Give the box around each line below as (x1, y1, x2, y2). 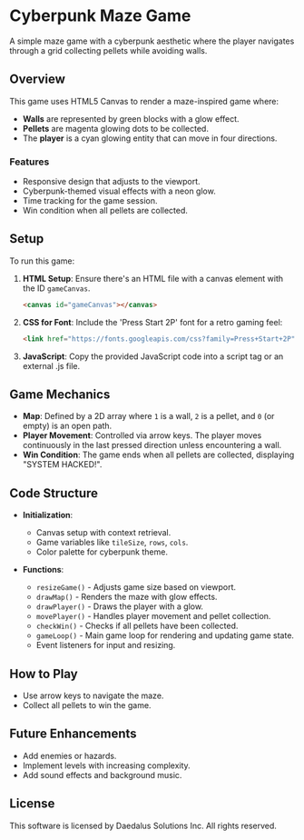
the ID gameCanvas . (22, 283, 91, 294)
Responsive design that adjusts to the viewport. (22, 176, 201, 187)
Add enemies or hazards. (22, 750, 117, 761)
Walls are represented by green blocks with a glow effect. (22, 113, 240, 124)
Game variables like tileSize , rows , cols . (35, 537, 189, 548)
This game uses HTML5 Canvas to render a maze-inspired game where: (9, 95, 279, 106)
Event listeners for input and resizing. (35, 640, 176, 651)
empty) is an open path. (22, 420, 113, 432)
